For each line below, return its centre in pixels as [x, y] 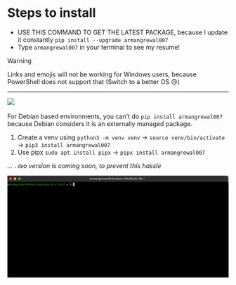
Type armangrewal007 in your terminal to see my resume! [99, 47]
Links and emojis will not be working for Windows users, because [102, 74]
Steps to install [52, 13]
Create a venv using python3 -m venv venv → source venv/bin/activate [121, 137]
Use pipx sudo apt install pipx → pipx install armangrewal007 [111, 152]
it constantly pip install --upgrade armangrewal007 [93, 39]
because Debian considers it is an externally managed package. [100, 123]
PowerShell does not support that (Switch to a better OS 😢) [94, 81]
